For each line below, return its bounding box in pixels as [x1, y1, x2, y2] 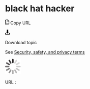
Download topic [5, 39, 37, 45]
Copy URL [10, 20, 31, 26]
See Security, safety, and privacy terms [5, 49, 85, 55]
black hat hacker [5, 3, 75, 14]
